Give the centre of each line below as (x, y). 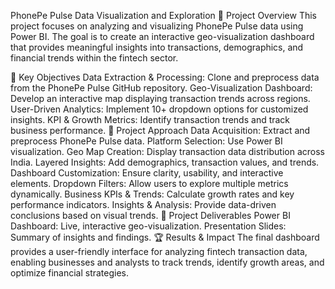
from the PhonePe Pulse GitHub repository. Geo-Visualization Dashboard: (161, 88)
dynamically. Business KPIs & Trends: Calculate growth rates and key (152, 194)
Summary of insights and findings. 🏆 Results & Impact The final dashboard (165, 237)
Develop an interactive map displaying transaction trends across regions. (160, 98)
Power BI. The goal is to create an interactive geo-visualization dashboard (162, 36)
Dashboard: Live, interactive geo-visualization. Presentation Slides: (148, 226)
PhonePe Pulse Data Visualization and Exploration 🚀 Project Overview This (163, 15)
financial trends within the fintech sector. (94, 58)
